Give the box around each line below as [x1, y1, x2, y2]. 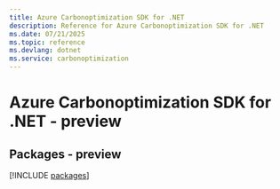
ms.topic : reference [9, 37, 86, 47]
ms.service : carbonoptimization [9, 54, 129, 63]
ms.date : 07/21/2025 [9, 29, 86, 38]
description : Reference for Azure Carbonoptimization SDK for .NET [9, 21, 265, 30]
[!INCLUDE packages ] [9, 170, 90, 180]
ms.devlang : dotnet [9, 46, 82, 55]
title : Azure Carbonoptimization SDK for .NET [9, 12, 185, 22]
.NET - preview [9, 112, 122, 131]
